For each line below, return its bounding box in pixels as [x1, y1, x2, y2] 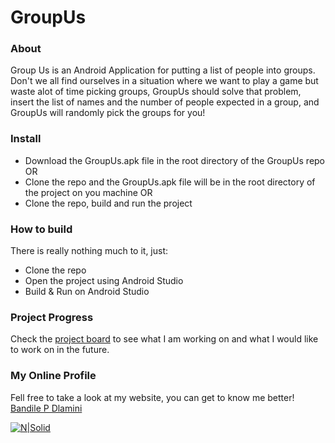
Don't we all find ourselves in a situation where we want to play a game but [10, 75, 319, 87]
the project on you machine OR [24, 186, 153, 198]
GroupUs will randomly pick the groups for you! [10, 107, 206, 119]
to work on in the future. [10, 344, 110, 356]
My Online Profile [10, 369, 97, 383]
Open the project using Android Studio [24, 275, 184, 287]
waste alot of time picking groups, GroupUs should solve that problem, [10, 86, 302, 98]
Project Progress [10, 311, 94, 324]
